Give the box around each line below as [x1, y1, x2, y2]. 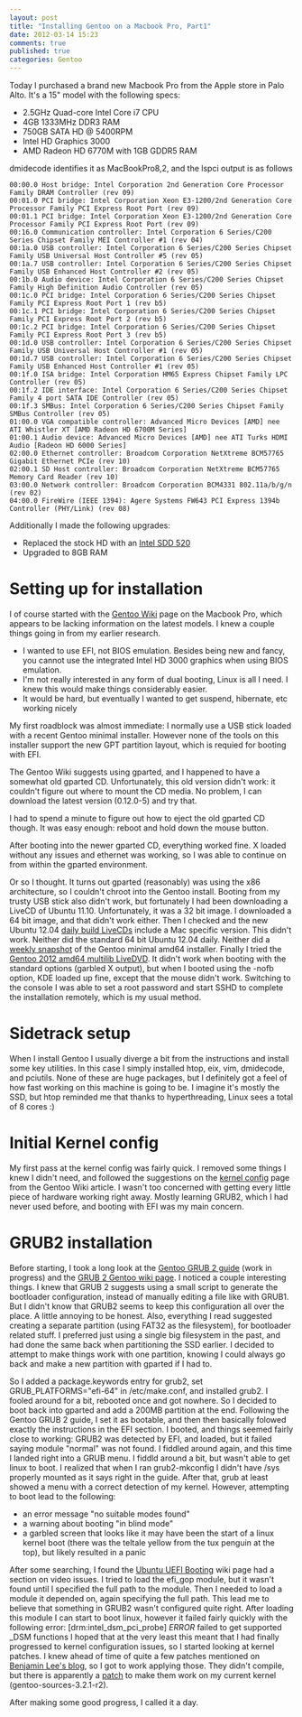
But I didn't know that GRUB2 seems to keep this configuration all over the [9, 1301, 285, 1312]
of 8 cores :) [9, 1100, 56, 1111]
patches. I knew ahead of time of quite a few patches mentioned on [9, 1650, 261, 1661]
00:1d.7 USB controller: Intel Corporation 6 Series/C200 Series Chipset [9, 354, 293, 363]
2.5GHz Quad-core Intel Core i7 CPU [22, 107, 160, 117]
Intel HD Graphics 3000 [22, 136, 111, 146]
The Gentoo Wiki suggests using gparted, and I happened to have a [9, 766, 261, 777]
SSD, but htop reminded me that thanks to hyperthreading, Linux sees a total [9, 1091, 294, 1102]
